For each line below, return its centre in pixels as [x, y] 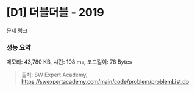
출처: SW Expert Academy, [54, 75]
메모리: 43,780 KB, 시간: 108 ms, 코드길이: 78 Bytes [69, 62]
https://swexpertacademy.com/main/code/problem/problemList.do [105, 82]
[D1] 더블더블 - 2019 [55, 12]
